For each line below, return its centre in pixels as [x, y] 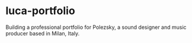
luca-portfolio [40, 11]
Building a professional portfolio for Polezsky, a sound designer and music [96, 27]
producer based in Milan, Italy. [43, 33]
